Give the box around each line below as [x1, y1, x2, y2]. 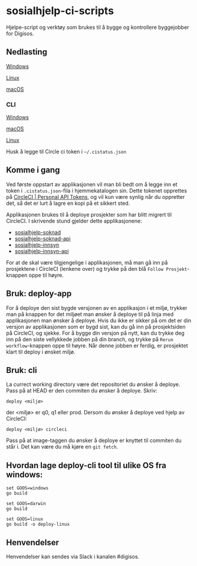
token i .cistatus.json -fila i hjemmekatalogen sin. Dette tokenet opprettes [6, 187, 188, 194]
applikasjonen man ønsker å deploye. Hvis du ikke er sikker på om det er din [6, 317, 192, 324]
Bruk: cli [6, 365, 37, 375]
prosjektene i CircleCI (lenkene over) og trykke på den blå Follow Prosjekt [6, 265, 188, 272]
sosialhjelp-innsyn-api [14, 247, 69, 254]
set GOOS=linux [6, 516, 44, 522]
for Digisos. [6, 30, 34, 37]
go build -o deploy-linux [6, 521, 70, 528]
